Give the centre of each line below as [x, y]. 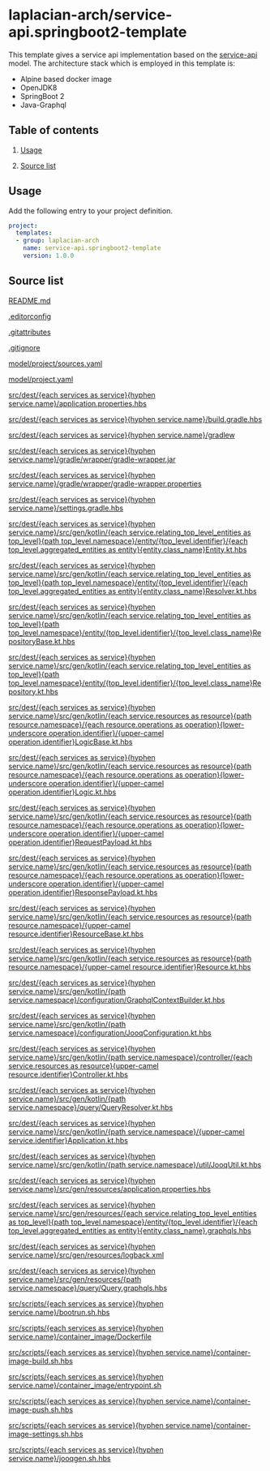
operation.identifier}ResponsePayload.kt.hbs [83, 892]
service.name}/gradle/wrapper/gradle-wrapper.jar [92, 459]
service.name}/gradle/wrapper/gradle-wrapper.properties [105, 484]
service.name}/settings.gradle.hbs [66, 508]
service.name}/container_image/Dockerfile [80, 1336]
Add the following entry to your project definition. [90, 211]
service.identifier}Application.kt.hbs [68, 1140]
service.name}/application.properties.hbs [78, 403]
